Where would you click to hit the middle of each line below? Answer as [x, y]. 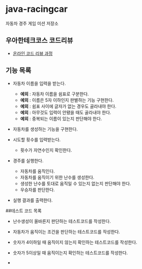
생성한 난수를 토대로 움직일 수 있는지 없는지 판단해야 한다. [76, 183]
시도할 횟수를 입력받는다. [37, 139]
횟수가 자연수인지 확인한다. [46, 150]
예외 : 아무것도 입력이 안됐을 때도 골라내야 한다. [66, 112]
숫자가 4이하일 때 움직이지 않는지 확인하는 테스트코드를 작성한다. [75, 242]
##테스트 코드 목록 [24, 211]
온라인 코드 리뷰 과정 [33, 53]
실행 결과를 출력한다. [33, 200]
